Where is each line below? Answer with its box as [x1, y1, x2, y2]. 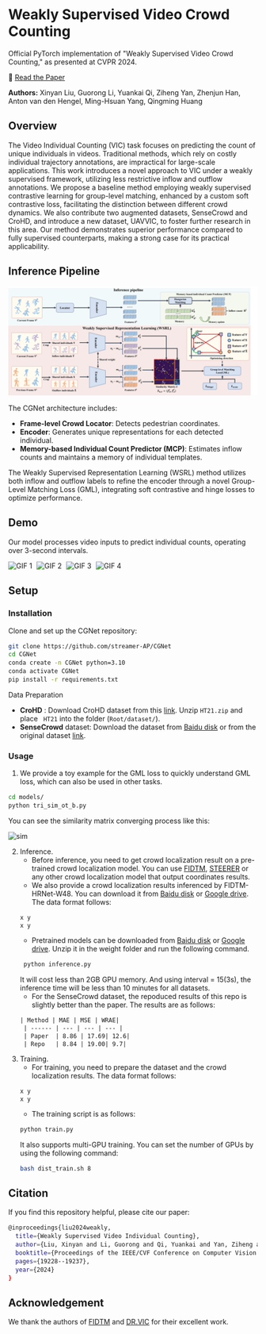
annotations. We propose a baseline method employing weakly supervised [8, 183, 252, 192]
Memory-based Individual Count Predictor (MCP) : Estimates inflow [19, 444, 243, 454]
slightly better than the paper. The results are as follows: [31, 1000, 215, 1009]
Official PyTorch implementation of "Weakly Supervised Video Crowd [8, 48, 234, 58]
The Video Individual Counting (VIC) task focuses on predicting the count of [8, 140, 256, 150]
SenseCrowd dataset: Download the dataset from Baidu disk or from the [19, 722, 256, 732]
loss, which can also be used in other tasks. [19, 777, 163, 786]
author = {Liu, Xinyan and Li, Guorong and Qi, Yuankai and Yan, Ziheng [15, 1240, 253, 1249]
